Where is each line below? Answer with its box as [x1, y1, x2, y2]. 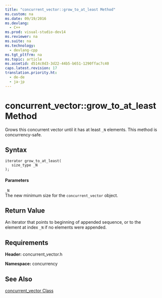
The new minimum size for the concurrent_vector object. [5, 192, 118, 198]
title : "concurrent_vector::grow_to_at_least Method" [5, 7, 116, 12]
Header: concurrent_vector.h [5, 251, 63, 257]
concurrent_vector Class [5, 288, 54, 294]
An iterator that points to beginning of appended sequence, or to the [5, 219, 141, 225]
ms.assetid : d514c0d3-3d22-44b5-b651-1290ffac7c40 [5, 61, 109, 66]
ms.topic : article [5, 57, 42, 62]
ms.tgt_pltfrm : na [5, 52, 42, 57]
